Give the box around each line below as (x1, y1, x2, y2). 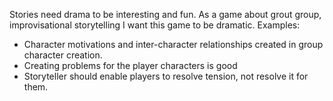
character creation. (23, 49, 103, 61)
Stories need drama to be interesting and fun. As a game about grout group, (9, 9, 322, 20)
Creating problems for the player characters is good (23, 60, 238, 71)
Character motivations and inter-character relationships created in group (23, 39, 324, 50)
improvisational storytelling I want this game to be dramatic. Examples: (9, 19, 301, 31)
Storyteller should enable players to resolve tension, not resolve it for (23, 70, 309, 82)
